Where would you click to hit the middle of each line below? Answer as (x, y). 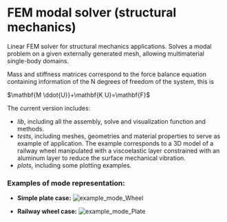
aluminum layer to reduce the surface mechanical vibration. (101, 158)
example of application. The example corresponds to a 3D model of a (115, 143)
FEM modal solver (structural (92, 13)
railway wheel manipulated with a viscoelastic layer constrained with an (118, 151)
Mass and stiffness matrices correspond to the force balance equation (107, 74)
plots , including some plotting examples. (74, 165)
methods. (31, 129)
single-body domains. (38, 60)
